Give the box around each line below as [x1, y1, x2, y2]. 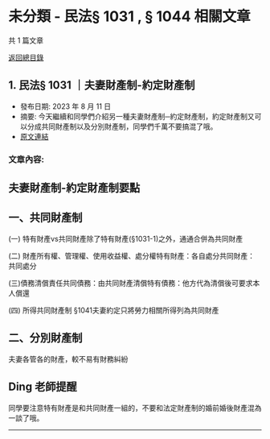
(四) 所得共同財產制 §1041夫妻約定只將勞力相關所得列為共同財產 [8, 305, 219, 315]
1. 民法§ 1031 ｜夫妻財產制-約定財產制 [8, 78, 195, 93]
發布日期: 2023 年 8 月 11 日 [19, 101, 112, 111]
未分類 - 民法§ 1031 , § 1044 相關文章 [8, 7, 251, 26]
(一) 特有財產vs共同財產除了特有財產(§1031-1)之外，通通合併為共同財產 [8, 234, 243, 243]
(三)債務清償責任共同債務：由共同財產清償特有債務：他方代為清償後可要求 [8, 278, 253, 288]
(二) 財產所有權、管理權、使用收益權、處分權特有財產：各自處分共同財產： [8, 251, 256, 260]
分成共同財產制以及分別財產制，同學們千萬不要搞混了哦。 [27, 122, 218, 131]
